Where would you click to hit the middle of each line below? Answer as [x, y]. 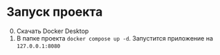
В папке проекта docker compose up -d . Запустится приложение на [115, 38]
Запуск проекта [55, 12]
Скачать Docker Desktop [53, 31]
